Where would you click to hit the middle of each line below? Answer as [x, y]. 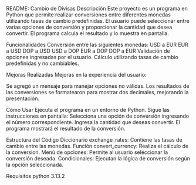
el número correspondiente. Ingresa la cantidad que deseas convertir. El [93, 122]
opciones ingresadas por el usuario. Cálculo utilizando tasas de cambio [92, 57]
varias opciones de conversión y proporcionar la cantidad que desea [89, 27]
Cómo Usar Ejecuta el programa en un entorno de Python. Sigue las [88, 110]
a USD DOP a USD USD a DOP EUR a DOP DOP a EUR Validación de [88, 51]
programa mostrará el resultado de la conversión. [66, 129]
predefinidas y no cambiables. [43, 63]
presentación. [23, 98]
